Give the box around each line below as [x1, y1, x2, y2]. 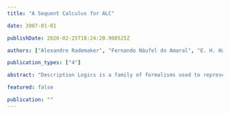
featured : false [7, 84, 53, 91]
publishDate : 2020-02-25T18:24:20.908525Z [7, 35, 130, 42]
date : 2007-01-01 [7, 22, 57, 29]
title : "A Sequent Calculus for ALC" [7, 10, 115, 17]
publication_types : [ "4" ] [7, 59, 81, 66]
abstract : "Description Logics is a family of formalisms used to [7, 72, 201, 79]
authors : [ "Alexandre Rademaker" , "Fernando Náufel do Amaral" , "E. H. [7, 47, 216, 54]
